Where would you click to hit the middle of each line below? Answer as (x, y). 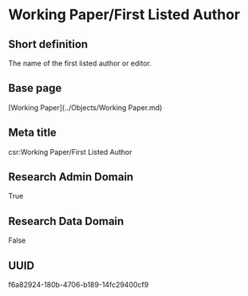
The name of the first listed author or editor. (80, 63)
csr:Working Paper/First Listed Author (71, 152)
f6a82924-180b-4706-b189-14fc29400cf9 (79, 285)
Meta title (33, 133)
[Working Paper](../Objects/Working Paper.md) (85, 107)
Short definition (48, 44)
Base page (35, 88)
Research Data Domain (66, 221)
